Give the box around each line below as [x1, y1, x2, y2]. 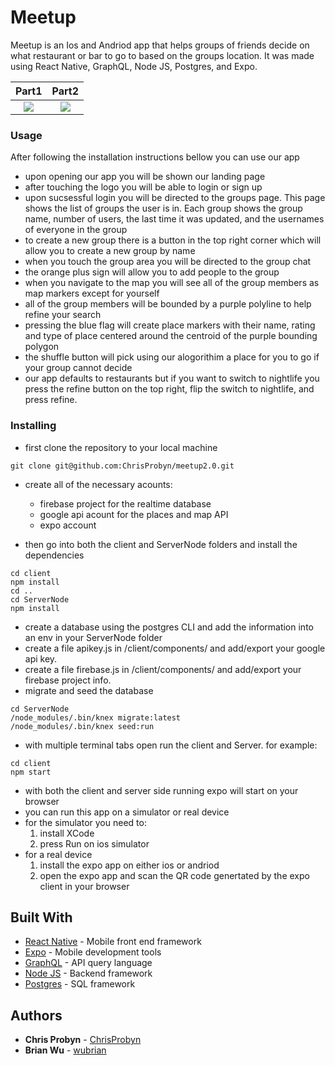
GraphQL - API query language [24, 957, 153, 969]
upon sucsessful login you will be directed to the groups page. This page [24, 192, 326, 204]
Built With [10, 909, 73, 926]
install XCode [39, 827, 95, 839]
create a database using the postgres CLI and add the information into [24, 621, 314, 633]
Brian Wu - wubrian [24, 1044, 107, 1056]
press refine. [24, 394, 78, 406]
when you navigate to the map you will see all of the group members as [24, 277, 320, 289]
